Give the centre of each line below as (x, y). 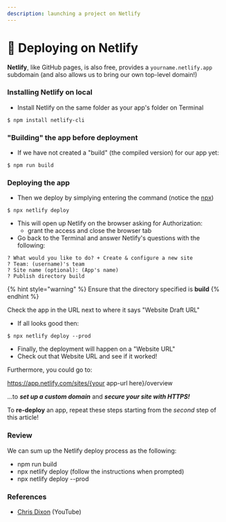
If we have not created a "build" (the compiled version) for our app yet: (118, 153)
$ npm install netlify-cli (46, 120)
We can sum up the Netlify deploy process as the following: (92, 451)
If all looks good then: (48, 324)
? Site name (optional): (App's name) (63, 270)
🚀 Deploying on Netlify (73, 47)
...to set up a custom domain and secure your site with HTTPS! (98, 397)
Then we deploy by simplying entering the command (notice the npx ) (115, 198)
